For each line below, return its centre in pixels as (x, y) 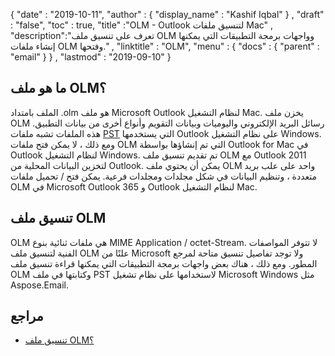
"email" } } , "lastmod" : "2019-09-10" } (91, 57)
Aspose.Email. (39, 285)
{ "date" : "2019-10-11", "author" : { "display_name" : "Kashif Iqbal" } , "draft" (167, 14)
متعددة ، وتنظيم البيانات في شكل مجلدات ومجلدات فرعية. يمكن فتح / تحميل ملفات (164, 176)
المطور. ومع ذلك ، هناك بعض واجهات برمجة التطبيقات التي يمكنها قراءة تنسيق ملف (164, 263)
